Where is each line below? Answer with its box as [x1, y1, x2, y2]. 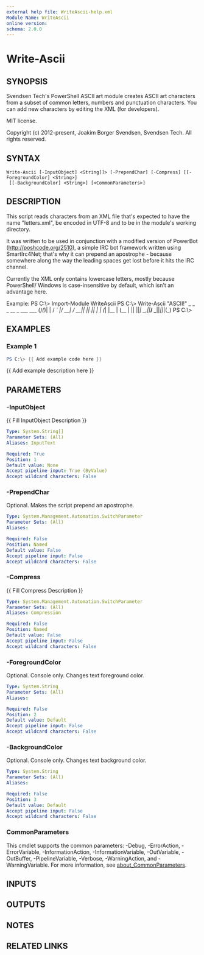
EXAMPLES [6, 324, 51, 334]
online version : [6, 20, 47, 26]
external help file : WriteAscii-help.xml [6, 9, 113, 15]
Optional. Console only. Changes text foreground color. [6, 672, 145, 679]
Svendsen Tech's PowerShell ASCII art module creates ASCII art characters [6, 93, 196, 100]
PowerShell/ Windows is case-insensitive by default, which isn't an [6, 281, 174, 289]
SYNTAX [6, 153, 41, 163]
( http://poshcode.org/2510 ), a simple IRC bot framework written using [6, 244, 181, 251]
